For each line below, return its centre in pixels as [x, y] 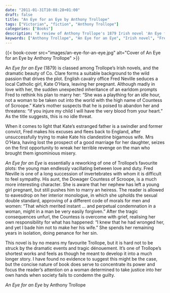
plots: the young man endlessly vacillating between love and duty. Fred [79, 168]
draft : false [19, 15]
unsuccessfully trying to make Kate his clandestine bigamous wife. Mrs [79, 137]
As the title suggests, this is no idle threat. [49, 116]
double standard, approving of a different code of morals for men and [78, 200]
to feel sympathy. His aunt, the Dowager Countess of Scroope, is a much [81, 179]
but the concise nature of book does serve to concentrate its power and [80, 264]
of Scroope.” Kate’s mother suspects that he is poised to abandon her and [82, 105]
